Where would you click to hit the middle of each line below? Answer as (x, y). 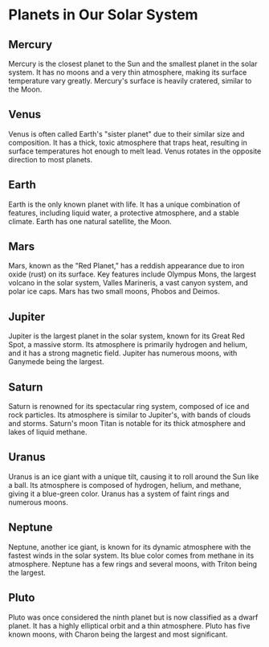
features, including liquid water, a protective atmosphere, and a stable (124, 213)
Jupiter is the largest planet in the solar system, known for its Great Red (126, 336)
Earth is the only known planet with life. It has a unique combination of (124, 204)
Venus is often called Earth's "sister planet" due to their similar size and (126, 133)
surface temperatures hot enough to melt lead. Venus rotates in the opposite (135, 151)
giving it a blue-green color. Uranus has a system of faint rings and (119, 493)
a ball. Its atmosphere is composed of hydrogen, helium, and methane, (125, 485)
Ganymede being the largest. (56, 362)
